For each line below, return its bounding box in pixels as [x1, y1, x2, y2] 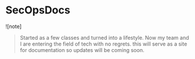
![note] [5, 23, 22, 30]
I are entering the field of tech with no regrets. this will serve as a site [19, 40, 187, 47]
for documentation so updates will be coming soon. [19, 46, 144, 53]
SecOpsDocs [5, 4, 70, 17]
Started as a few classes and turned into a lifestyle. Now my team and [19, 34, 189, 41]
